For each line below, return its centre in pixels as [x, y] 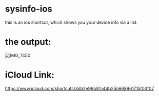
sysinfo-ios [29, 9]
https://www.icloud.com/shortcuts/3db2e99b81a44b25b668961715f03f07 [79, 88]
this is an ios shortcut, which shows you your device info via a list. [71, 22]
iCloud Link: [30, 75]
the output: [28, 42]
